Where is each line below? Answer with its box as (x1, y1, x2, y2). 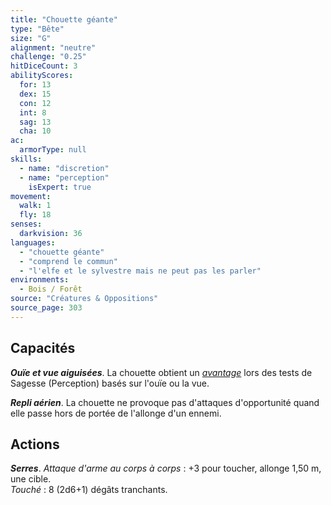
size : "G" (10, 33, 52, 43)
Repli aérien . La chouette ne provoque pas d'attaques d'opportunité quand (10, 396, 320, 408)
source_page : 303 (10, 303, 83, 313)
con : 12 (19, 98, 52, 108)
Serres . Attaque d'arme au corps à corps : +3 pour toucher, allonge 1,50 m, (10, 462, 322, 475)
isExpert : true (28, 182, 92, 192)
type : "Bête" (10, 24, 65, 34)
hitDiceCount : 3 (10, 61, 78, 71)
